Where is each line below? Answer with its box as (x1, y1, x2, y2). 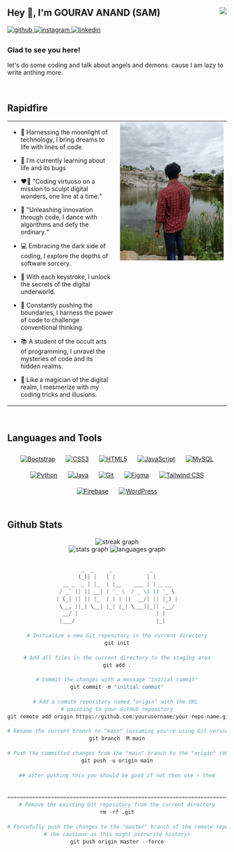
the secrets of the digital (20, 280, 91, 288)
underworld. (20, 287, 56, 296)
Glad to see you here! (7, 45, 81, 54)
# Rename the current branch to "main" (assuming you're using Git (7, 728, 208, 735)
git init (104, 639, 130, 646)
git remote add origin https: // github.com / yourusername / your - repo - (7, 713, 208, 720)
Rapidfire (7, 102, 48, 114)
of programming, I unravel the (20, 347, 106, 356)
